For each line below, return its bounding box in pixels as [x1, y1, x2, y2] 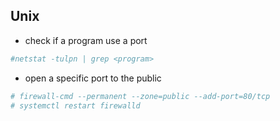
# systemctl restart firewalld [10, 100, 141, 111]
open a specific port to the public [24, 72, 162, 84]
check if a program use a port [24, 34, 148, 46]
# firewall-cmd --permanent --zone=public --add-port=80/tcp [10, 91, 271, 101]
